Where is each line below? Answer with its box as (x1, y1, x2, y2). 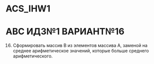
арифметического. (12, 53, 53, 59)
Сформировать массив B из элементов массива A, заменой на (12, 42, 148, 48)
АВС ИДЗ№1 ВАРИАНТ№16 (5, 26, 125, 37)
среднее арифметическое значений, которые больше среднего (12, 48, 149, 54)
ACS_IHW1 (5, 3, 50, 14)
